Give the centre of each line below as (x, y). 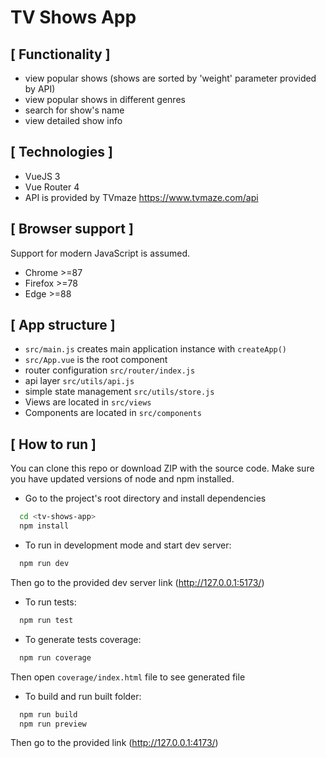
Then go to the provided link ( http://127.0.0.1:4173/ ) (114, 743)
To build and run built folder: (83, 696)
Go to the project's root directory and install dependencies (145, 498)
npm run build (48, 714)
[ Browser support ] (72, 229)
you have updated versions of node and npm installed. (122, 479)
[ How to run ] (53, 444)
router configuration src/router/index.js (110, 370)
